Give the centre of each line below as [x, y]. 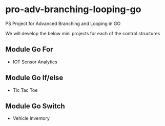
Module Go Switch [35, 106]
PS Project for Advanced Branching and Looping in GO [63, 23]
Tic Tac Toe [25, 90]
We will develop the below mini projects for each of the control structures [83, 33]
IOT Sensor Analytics [35, 62]
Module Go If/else [34, 78]
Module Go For [29, 49]
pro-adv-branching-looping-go [73, 9]
